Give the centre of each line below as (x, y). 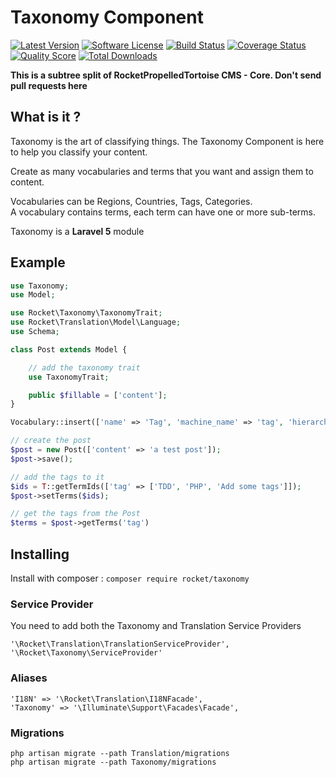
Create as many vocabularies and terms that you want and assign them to (162, 171)
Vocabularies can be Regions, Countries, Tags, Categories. (131, 201)
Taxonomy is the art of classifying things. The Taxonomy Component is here (167, 141)
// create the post (51, 441)
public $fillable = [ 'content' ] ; (98, 395)
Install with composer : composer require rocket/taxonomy (130, 578)
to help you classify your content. (79, 152)
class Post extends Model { (69, 349)
